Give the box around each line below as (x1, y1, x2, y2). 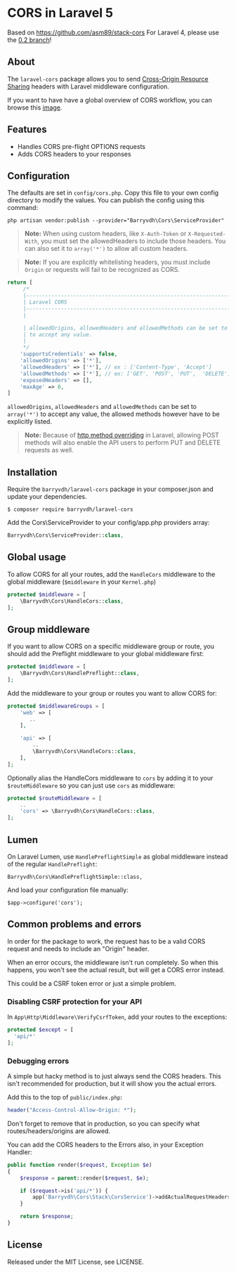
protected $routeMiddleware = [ (7, 795, 102, 802)
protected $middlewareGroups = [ (7, 703, 105, 710)
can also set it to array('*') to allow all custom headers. (24, 244, 188, 253)
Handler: (7, 1147, 32, 1156)
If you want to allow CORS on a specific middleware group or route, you (7, 642, 214, 651)
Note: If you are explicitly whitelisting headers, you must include (24, 258, 211, 266)
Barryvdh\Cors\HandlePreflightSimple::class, (7, 873, 143, 880)
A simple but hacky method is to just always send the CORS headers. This (7, 1072, 221, 1081)
